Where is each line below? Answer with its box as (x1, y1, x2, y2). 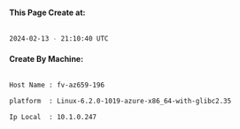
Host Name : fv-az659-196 (9, 80, 105, 90)
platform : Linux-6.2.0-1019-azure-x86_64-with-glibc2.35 (9, 97, 232, 106)
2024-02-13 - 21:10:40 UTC (9, 34, 109, 43)
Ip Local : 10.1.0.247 (9, 113, 97, 122)
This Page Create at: (9, 7, 86, 18)
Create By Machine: (9, 53, 84, 64)
